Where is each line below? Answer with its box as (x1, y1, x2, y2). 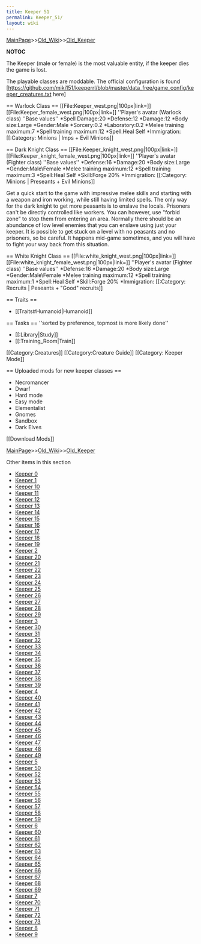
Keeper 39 (14, 682, 41, 689)
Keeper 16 (14, 521, 40, 529)
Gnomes (14, 411, 36, 418)
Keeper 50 (14, 765, 41, 772)
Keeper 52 (14, 771, 41, 778)
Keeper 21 (14, 560, 40, 567)
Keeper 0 (14, 470, 38, 477)
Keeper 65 (14, 860, 41, 868)
